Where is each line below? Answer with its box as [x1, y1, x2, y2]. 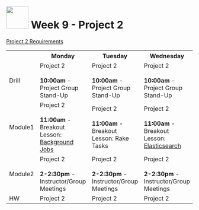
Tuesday [102, 52, 128, 60]
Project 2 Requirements [6, 37, 63, 44]
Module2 [9, 170, 34, 178]
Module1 [9, 123, 34, 131]
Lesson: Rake [91, 134, 129, 142]
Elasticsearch [143, 141, 182, 149]
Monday [51, 52, 75, 60]
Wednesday [149, 52, 185, 60]
